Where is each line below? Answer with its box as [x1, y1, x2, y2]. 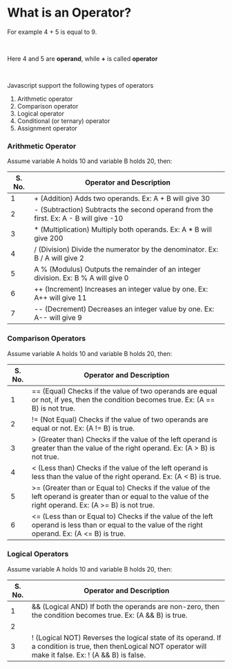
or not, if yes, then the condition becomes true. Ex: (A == [31, 395, 215, 404]
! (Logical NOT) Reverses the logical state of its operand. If [31, 632, 222, 642]
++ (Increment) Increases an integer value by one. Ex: [34, 285, 209, 294]
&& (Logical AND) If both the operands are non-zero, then [31, 601, 220, 611]
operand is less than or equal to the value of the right [31, 520, 203, 529]
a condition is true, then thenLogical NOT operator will [31, 641, 207, 651]
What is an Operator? [7, 5, 132, 21]
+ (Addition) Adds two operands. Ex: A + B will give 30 [34, 194, 211, 203]
